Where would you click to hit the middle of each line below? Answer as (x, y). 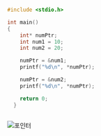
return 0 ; (34, 99)
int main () (23, 22)
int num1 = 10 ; (42, 42)
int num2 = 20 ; (42, 48)
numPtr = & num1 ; (44, 61)
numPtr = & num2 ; (44, 80)
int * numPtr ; (39, 35)
